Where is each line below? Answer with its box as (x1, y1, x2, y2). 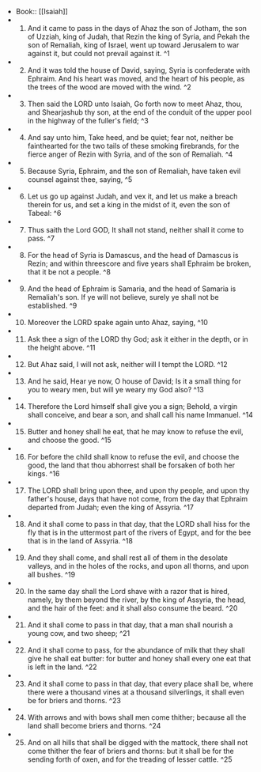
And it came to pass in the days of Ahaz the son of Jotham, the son (27, 24, 248, 32)
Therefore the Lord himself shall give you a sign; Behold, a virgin (27, 402, 238, 411)
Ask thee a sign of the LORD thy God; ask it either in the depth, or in (27, 335, 249, 343)
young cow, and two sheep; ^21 (27, 629, 130, 638)
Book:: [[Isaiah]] (15, 7, 69, 16)
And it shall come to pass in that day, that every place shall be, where (27, 679, 254, 688)
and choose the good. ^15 (27, 435, 112, 445)
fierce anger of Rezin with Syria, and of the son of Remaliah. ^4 (27, 149, 233, 159)
